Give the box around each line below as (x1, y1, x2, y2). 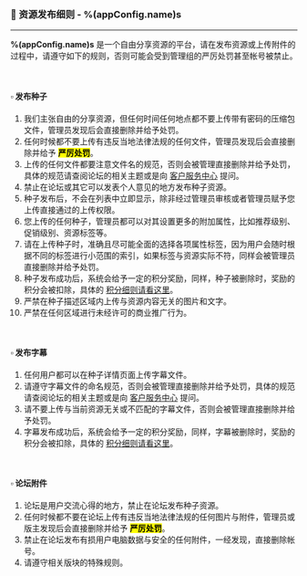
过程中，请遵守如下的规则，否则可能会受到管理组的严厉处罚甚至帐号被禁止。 (10, 50, 298, 61)
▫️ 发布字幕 (10, 347, 48, 358)
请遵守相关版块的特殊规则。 (23, 557, 128, 568)
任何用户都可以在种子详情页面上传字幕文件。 (23, 369, 192, 380)
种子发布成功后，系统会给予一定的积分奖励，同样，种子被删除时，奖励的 (23, 272, 295, 284)
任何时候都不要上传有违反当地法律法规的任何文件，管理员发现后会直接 (23, 135, 288, 147)
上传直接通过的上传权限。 (23, 204, 120, 215)
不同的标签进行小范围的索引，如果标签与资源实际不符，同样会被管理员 (31, 249, 295, 261)
